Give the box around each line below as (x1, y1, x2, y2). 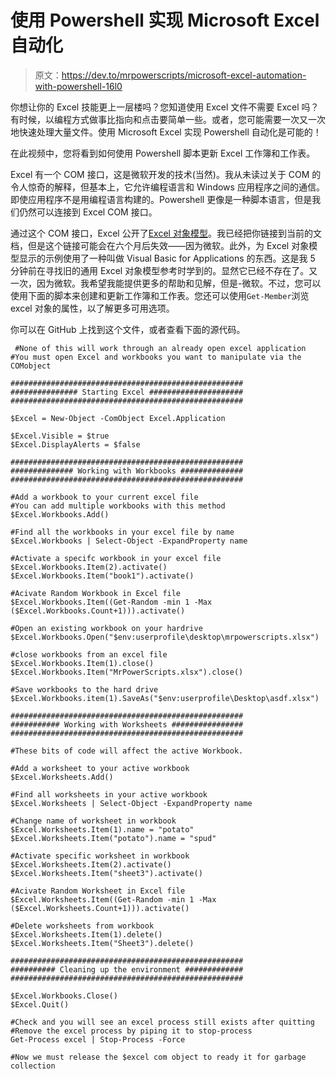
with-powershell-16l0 (34, 80, 123, 92)
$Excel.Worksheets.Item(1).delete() (10, 929, 163, 940)
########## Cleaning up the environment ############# (10, 964, 244, 975)
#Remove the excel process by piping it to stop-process (10, 1026, 253, 1036)
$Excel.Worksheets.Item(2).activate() (10, 859, 172, 870)
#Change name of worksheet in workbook (10, 816, 177, 826)
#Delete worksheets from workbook (10, 921, 155, 931)
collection (10, 1061, 56, 1071)
